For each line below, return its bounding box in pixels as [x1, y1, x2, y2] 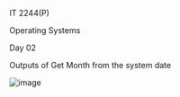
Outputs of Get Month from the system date [9, 60, 172, 70]
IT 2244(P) [9, 8, 49, 18]
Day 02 [9, 42, 36, 53]
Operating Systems [9, 25, 81, 35]
